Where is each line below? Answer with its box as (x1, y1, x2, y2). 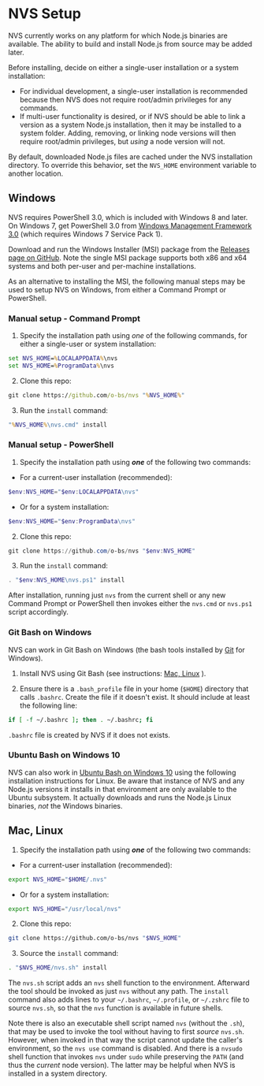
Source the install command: (19, 949, 119, 958)
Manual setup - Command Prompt (8, 313, 140, 324)
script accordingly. (8, 608, 69, 617)
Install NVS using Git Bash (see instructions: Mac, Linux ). (19, 668, 206, 678)
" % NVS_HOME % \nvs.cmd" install (8, 421, 108, 429)
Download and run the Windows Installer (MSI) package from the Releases (8, 244, 251, 254)
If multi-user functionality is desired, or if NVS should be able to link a (19, 111, 246, 121)
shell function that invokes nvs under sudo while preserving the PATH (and (8, 1052, 244, 1062)
